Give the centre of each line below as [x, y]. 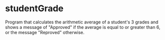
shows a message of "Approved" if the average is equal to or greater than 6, [83, 27]
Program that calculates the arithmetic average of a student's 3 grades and [82, 22]
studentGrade [34, 9]
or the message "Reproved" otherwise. [45, 32]
